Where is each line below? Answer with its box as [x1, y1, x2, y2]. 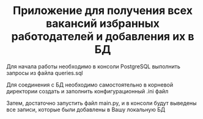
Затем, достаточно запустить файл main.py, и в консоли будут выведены [6, 99, 197, 107]
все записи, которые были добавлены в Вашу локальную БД [6, 106, 166, 113]
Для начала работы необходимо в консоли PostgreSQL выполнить [6, 62, 180, 70]
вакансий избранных [45, 16, 160, 31]
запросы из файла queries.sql [6, 69, 83, 76]
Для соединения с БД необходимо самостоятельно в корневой [6, 81, 174, 88]
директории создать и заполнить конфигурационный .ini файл [6, 87, 169, 95]
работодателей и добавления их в [11, 30, 194, 43]
